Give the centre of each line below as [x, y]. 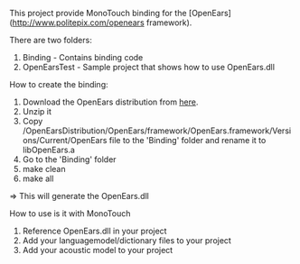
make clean [44, 169]
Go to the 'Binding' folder [69, 159]
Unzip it [37, 111]
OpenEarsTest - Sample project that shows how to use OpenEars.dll [149, 67]
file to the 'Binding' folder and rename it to [187, 140]
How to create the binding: [59, 84]
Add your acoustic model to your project [98, 250]
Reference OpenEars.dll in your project [94, 231]
